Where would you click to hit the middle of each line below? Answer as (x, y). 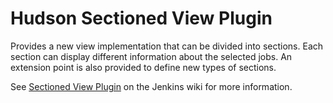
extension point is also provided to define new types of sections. (143, 67)
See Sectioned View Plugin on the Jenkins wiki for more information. (151, 86)
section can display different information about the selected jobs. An (151, 56)
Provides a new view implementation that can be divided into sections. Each (167, 46)
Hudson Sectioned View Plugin (141, 18)
